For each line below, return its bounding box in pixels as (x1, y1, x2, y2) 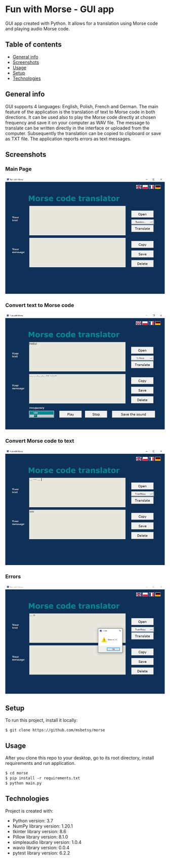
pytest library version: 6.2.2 (12, 850, 70, 856)
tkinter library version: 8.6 (12, 828, 67, 834)
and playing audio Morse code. (5, 25, 70, 31)
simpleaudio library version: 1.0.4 (12, 839, 82, 845)
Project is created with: (5, 808, 54, 814)
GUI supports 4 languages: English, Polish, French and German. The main (5, 103, 158, 109)
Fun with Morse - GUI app (5, 4, 114, 15)
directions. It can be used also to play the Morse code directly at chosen (5, 114, 156, 120)
